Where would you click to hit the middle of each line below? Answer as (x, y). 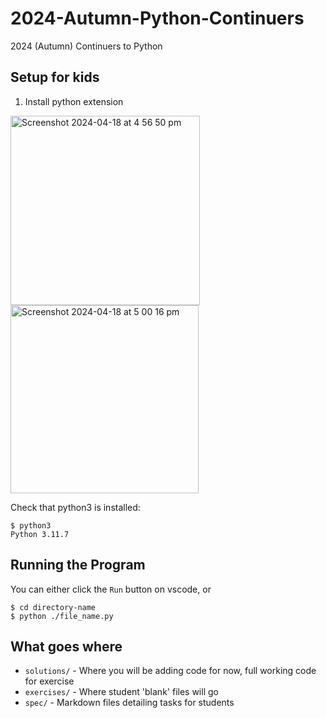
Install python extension (74, 101)
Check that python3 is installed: (75, 507)
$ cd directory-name (53, 607)
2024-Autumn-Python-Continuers (157, 18)
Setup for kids (55, 77)
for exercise (49, 681)
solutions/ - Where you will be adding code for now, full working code (170, 671)
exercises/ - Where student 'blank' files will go (121, 692)
